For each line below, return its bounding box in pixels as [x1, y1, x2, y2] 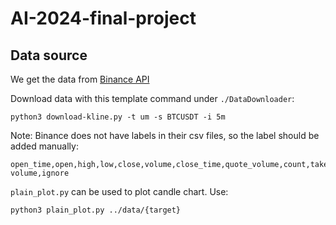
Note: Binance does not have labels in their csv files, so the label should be [10, 130, 320, 141]
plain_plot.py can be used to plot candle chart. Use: [10, 186, 229, 197]
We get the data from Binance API [10, 73, 150, 85]
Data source [10, 47, 88, 64]
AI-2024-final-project [10, 7, 197, 30]
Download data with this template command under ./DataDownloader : [10, 93, 295, 104]
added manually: [10, 140, 79, 152]
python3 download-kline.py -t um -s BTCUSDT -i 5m [10, 112, 226, 122]
